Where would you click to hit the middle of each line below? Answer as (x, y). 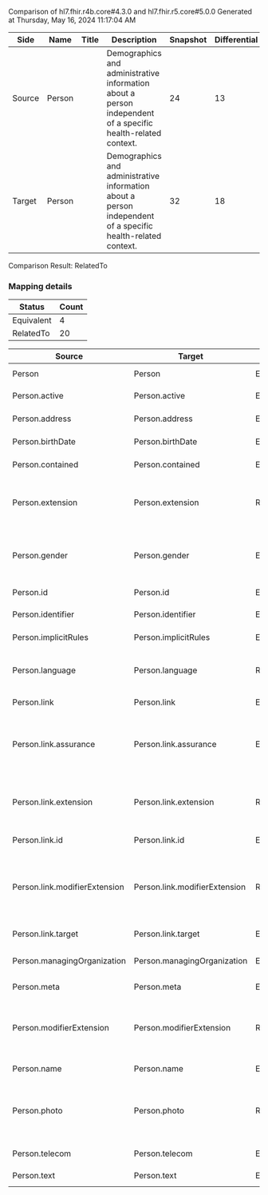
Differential (236, 40)
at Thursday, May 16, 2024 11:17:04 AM (72, 20)
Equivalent (32, 320)
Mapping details (40, 286)
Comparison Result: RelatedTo (58, 266)
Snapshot (188, 40)
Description (134, 40)
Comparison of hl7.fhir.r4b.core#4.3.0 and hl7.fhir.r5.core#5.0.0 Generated (130, 12)
